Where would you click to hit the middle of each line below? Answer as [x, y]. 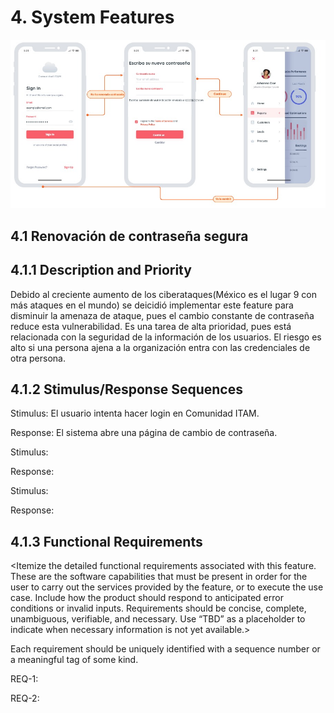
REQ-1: [24, 679]
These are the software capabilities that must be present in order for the [159, 577]
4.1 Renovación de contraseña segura [129, 236]
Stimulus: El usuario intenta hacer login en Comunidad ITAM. [135, 413]
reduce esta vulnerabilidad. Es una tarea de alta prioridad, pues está [151, 326]
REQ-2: [25, 698]
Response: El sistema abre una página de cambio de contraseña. [144, 433]
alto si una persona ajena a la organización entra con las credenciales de [160, 347]
